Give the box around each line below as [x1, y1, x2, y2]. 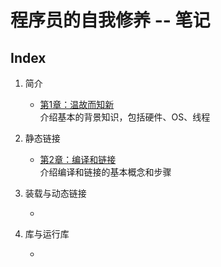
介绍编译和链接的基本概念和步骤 [39, 166, 172, 178]
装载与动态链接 [24, 187, 87, 199]
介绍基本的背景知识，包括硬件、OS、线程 [39, 111, 211, 123]
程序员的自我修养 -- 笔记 [10, 9, 211, 32]
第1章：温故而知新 [39, 99, 115, 110]
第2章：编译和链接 [39, 154, 117, 165]
